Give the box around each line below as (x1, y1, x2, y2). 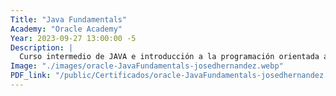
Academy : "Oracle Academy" (10, 24, 123, 34)
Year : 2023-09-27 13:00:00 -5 (10, 33, 137, 43)
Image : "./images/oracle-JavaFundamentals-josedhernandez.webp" (10, 61, 284, 71)
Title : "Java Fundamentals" (10, 14, 128, 25)
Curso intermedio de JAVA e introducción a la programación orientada (19, 52, 320, 62)
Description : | (10, 42, 74, 53)
